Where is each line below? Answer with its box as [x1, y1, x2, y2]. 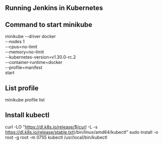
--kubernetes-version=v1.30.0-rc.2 [5, 54, 76, 60]
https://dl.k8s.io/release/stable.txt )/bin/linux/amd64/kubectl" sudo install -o [5, 129, 159, 135]
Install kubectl [5, 111, 50, 119]
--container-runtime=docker [5, 60, 63, 65]
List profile [5, 84, 39, 92]
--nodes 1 [5, 39, 25, 44]
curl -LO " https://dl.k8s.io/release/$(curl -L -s [5, 124, 98, 130]
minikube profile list [5, 97, 45, 103]
